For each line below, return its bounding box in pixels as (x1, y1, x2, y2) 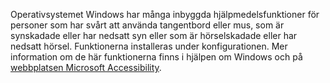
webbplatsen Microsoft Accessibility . (10, 62, 162, 73)
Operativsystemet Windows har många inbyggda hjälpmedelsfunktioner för (10, 9, 320, 20)
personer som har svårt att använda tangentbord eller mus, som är (10, 19, 285, 31)
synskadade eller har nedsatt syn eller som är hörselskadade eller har (10, 30, 298, 41)
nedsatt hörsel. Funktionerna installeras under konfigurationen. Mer (10, 40, 288, 52)
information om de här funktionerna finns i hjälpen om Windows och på (10, 51, 303, 63)
